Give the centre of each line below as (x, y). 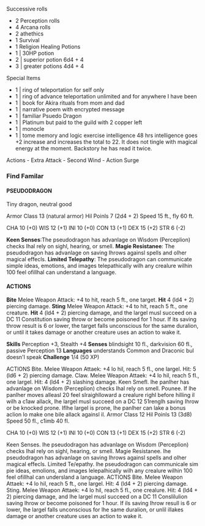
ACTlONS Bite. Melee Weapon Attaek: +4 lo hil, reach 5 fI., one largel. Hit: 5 (101, 369)
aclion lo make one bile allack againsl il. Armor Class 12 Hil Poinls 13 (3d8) (99, 415)
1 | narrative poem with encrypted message (70, 109)
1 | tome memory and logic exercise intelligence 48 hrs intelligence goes (106, 135)
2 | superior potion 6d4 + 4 (49, 60)
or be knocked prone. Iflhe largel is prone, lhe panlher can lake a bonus (96, 408)
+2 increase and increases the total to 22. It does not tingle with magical (106, 142)
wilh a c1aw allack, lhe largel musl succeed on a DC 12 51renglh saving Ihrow (103, 402)
